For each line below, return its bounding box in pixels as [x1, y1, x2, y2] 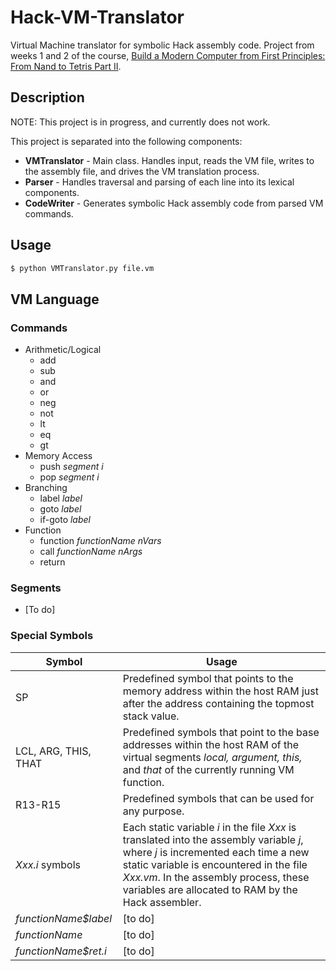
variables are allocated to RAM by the [122, 882, 298, 896]
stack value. [122, 709, 180, 723]
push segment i [39, 461, 104, 473]
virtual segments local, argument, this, [122, 750, 303, 764]
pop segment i [39, 471, 100, 483]
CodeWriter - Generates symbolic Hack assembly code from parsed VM [24, 197, 324, 209]
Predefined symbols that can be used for [122, 791, 315, 805]
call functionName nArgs [39, 546, 143, 558]
